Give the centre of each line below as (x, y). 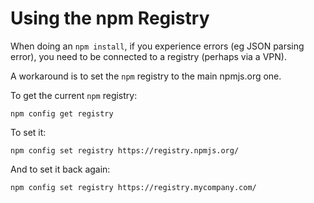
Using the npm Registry (110, 18)
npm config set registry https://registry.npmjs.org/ (125, 150)
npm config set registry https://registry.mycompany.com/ (133, 187)
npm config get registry (62, 113)
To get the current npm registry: (74, 95)
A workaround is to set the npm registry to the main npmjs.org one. (146, 76)
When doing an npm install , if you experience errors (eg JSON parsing (157, 46)
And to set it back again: (60, 169)
